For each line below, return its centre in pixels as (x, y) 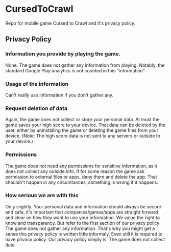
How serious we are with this (42, 196)
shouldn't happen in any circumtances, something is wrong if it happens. (82, 182)
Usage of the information (37, 84)
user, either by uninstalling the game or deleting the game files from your (82, 130)
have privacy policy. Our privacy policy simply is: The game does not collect (85, 239)
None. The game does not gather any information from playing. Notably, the (85, 65)
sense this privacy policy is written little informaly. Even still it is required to (84, 234)
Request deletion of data (36, 108)
